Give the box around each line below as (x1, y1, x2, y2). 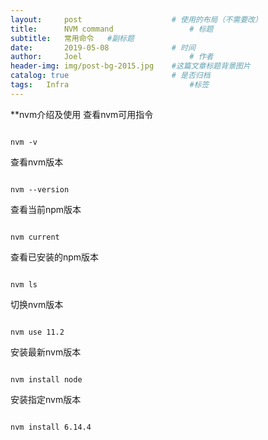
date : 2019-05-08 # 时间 (10, 42, 196, 53)
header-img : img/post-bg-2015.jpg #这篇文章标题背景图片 (10, 61, 251, 71)
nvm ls (10, 279, 38, 290)
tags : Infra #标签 (10, 80, 210, 90)
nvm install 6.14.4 (10, 422, 92, 432)
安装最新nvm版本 (10, 346, 82, 358)
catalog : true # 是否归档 (10, 71, 211, 81)
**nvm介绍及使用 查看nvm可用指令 (10, 108, 154, 120)
